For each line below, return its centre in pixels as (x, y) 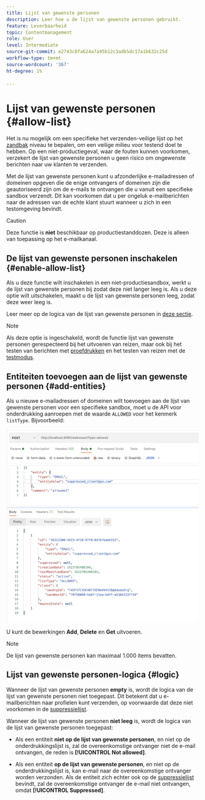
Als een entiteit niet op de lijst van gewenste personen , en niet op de (103, 739)
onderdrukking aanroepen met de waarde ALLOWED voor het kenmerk (92, 414)
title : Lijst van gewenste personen (53, 13)
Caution (16, 221)
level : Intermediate (33, 45)
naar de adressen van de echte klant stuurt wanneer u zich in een (89, 203)
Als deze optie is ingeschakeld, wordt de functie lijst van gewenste (90, 338)
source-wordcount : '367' (38, 64)
